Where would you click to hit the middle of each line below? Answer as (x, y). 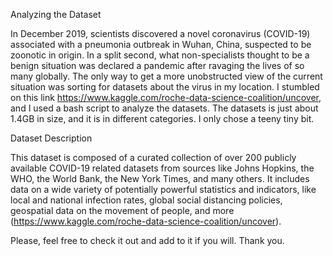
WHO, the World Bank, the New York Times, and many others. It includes (160, 178)
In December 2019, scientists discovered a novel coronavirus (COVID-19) (160, 33)
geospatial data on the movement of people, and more (122, 210)
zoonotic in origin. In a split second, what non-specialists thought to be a (160, 55)
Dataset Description (51, 138)
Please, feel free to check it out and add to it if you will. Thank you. (147, 240)
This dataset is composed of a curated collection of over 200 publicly (153, 157)
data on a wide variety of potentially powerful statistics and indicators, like (163, 189)
